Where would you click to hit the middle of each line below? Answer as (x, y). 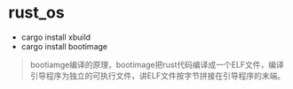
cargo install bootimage (64, 46)
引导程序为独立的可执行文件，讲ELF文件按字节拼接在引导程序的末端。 (158, 75)
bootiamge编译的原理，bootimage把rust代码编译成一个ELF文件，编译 (157, 64)
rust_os (36, 13)
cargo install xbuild (55, 37)
